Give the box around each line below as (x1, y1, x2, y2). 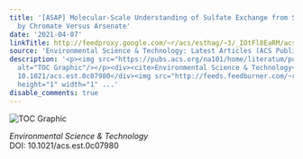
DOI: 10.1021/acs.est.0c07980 (9, 140, 119, 151)
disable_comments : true (9, 88, 99, 97)
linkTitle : (9, 38, 50, 48)
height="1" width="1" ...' (17, 80, 119, 89)
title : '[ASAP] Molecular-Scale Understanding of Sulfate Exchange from (9, 13, 289, 22)
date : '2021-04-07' (9, 30, 83, 39)
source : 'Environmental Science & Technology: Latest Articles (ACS (9, 47, 272, 56)
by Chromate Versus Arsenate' (17, 22, 131, 31)
